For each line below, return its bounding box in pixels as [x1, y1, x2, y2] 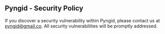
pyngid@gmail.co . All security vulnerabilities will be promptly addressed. [5, 23, 158, 29]
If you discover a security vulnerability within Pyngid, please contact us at [5, 17, 160, 23]
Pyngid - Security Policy [5, 4, 84, 13]
